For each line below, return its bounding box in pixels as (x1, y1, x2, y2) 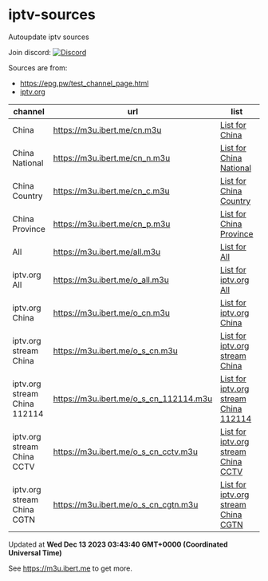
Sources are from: (8, 62, 68, 73)
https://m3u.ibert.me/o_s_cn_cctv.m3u (53, 446, 198, 457)
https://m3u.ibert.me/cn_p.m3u (53, 218, 171, 229)
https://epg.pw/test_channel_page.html (19, 78, 149, 88)
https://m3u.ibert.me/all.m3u (53, 246, 161, 257)
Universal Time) (8, 547, 62, 557)
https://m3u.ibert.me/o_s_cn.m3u (53, 345, 178, 356)
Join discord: (8, 47, 52, 57)
